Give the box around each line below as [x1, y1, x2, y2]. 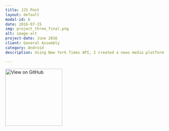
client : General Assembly [5, 41, 60, 46]
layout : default [5, 12, 39, 17]
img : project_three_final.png [5, 26, 69, 31]
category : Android [5, 45, 44, 50]
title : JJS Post [5, 7, 39, 13]
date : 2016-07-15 [5, 21, 42, 27]
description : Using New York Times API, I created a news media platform [5, 50, 164, 55]
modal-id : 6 [5, 17, 30, 22]
